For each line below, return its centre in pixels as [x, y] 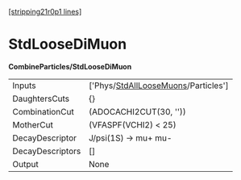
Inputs [24, 86]
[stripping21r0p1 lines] [45, 12]
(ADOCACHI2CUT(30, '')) [137, 111]
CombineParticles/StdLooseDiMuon [70, 66]
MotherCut [33, 124]
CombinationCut [43, 111]
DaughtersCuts [41, 98]
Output [25, 164]
